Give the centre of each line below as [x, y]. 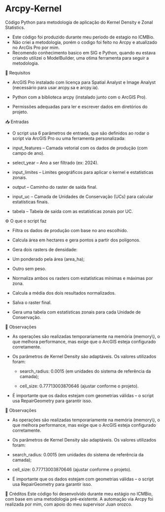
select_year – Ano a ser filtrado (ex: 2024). [55, 163]
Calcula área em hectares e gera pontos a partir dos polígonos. [76, 240]
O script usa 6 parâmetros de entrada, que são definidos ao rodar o [81, 133]
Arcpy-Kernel [33, 9]
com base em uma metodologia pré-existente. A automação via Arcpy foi [79, 499]
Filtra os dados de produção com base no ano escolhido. [70, 230]
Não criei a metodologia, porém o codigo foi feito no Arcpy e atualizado [85, 42]
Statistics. [15, 27]
